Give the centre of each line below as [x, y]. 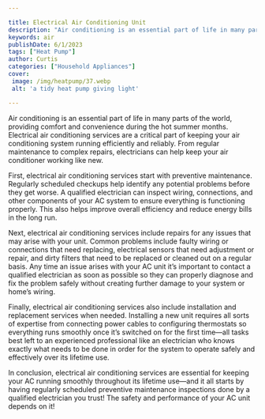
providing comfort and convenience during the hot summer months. [118, 126]
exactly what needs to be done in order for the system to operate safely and [132, 349]
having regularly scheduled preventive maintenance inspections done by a [129, 389]
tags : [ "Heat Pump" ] [42, 52]
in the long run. [33, 217]
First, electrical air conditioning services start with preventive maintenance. [130, 176]
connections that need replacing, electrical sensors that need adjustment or [131, 249]
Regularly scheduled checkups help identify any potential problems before [129, 183]
